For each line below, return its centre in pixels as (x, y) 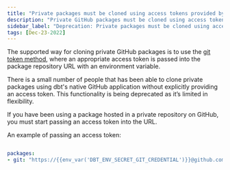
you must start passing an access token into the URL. (82, 122)
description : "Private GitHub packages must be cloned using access (107, 20)
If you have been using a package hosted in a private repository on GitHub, (113, 115)
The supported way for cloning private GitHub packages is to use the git (109, 52)
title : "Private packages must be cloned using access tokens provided (111, 13)
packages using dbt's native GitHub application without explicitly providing (112, 87)
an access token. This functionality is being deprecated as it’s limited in (107, 94)
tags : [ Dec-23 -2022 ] (37, 32)
